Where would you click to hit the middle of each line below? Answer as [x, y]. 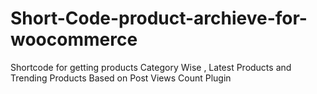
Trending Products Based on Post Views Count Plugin [121, 78]
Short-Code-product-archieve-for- [159, 18]
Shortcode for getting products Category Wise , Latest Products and [151, 67]
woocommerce [74, 39]
